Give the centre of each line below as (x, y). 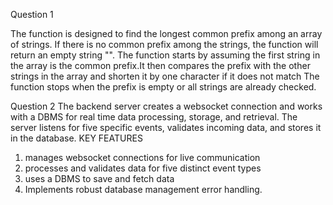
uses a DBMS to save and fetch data (99, 178)
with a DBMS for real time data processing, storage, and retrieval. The (154, 117)
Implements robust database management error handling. (143, 189)
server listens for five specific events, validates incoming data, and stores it (166, 127)
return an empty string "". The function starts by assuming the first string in (165, 55)
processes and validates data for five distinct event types (143, 168)
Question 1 (32, 14)
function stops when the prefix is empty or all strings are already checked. (163, 87)
